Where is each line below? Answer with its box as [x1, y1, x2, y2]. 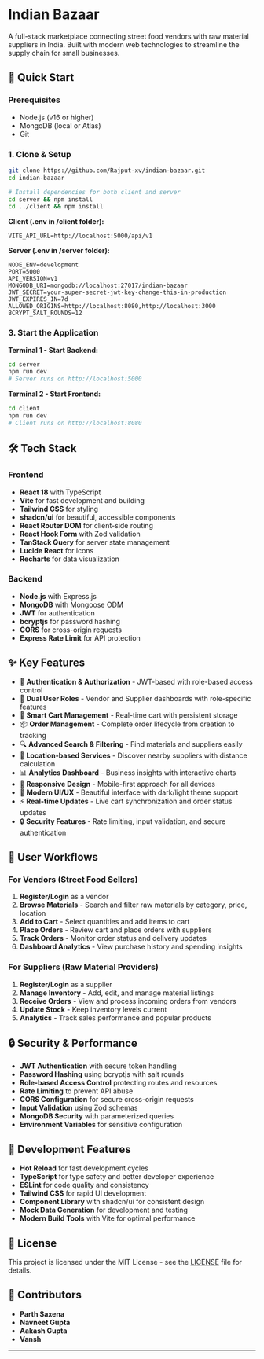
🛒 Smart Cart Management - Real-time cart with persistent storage [19, 710, 238, 720]
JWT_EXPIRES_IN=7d [8, 296, 68, 303]
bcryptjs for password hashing [19, 616, 120, 626]
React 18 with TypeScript [19, 487, 101, 497]
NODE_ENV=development [8, 261, 79, 269]
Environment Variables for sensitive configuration [19, 1120, 183, 1129]
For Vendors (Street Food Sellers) [8, 874, 138, 885]
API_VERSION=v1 [8, 275, 58, 283]
